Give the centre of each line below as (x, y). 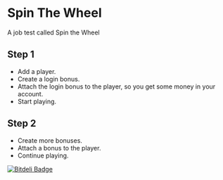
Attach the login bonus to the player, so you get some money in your (116, 86)
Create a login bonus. (49, 79)
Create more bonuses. (50, 140)
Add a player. (37, 71)
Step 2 (22, 123)
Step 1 (21, 54)
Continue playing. (43, 155)
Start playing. (37, 101)
